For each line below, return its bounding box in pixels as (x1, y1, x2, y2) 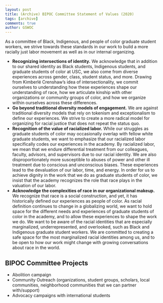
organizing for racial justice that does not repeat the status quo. (12, 120, 141, 127)
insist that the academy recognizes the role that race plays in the (12, 177, 143, 183)
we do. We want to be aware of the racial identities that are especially (12, 219, 152, 225)
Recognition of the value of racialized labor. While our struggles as (12, 126, 149, 132)
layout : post (5, 7, 32, 12)
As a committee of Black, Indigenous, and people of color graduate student (5, 38, 156, 44)
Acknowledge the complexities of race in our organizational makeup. (12, 188, 155, 194)
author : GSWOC (5, 25, 34, 30)
